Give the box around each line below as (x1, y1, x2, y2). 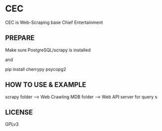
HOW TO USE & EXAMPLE (5, 80, 86, 89)
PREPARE (5, 34, 35, 42)
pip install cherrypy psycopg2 (5, 66, 66, 72)
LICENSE (5, 108, 33, 117)
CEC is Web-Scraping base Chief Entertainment (5, 19, 103, 25)
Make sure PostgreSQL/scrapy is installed (5, 47, 91, 53)
